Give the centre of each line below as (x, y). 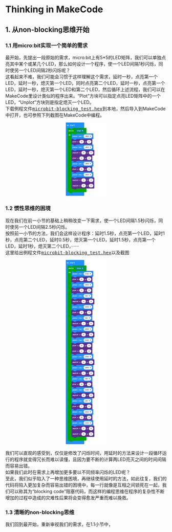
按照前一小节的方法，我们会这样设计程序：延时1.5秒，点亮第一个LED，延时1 (85, 233)
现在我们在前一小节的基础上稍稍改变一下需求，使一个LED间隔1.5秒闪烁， (82, 220)
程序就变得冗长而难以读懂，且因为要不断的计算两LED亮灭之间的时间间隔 (90, 459)
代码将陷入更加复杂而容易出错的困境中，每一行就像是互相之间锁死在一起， (84, 485)
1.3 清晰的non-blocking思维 (40, 512)
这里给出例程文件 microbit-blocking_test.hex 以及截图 (67, 252)
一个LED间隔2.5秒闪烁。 (44, 227)
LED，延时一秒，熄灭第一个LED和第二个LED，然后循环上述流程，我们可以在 (85, 89)
